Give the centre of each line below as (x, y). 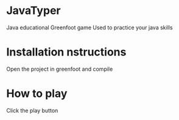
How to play (37, 94)
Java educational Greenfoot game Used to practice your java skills (89, 27)
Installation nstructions (66, 52)
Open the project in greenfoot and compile (60, 69)
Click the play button (32, 110)
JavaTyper (33, 11)
